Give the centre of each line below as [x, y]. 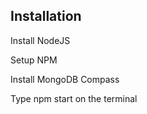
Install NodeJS [40, 40]
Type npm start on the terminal [74, 98]
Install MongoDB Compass [65, 79]
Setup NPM [34, 60]
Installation [46, 16]
